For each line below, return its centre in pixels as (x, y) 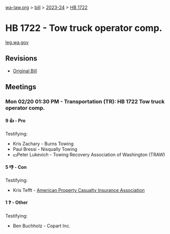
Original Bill (25, 71)
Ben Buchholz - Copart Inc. (42, 226)
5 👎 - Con (16, 167)
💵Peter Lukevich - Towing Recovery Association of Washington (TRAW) (89, 155)
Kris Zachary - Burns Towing (43, 144)
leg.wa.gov (17, 42)
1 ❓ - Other (17, 203)
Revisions (21, 59)
